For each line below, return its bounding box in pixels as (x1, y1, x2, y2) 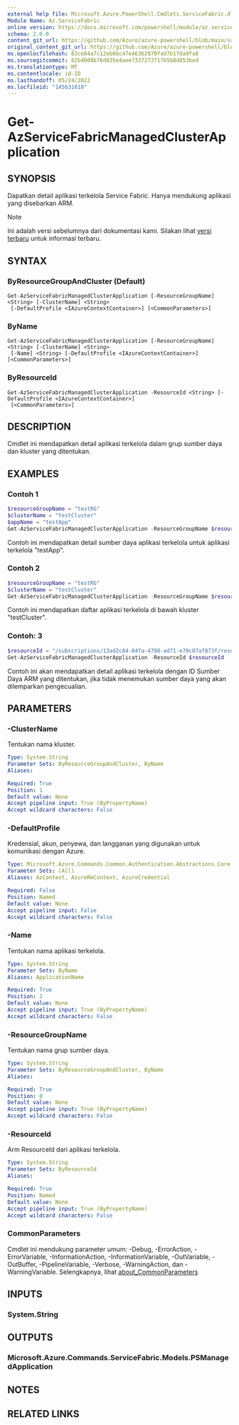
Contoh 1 (7, 489, 39, 499)
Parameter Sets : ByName (7, 967, 78, 974)
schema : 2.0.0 (7, 30, 50, 38)
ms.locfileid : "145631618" (7, 83, 87, 90)
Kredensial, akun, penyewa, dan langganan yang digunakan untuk (7, 839, 201, 848)
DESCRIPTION (7, 420, 71, 432)
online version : (7, 24, 55, 31)
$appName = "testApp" (7, 518, 72, 526)
